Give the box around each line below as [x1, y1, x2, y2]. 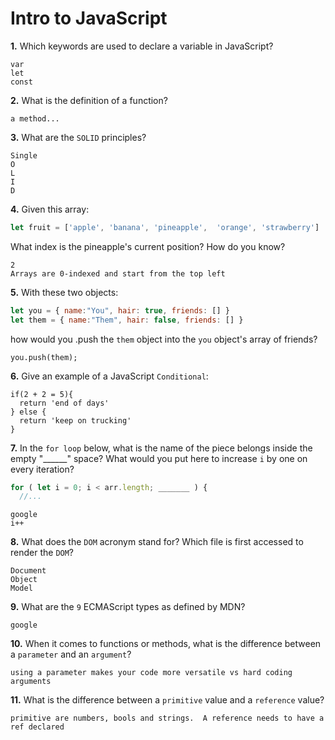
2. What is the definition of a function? [10, 94, 168, 106]
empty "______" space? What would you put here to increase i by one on [10, 452, 308, 464]
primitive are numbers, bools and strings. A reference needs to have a [10, 713, 325, 724]
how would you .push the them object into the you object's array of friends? [10, 333, 318, 345]
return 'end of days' [19, 398, 110, 408]
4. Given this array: [10, 203, 90, 215]
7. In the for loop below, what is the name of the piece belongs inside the [10, 442, 313, 454]
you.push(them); [10, 352, 78, 362]
